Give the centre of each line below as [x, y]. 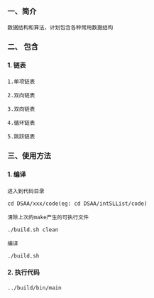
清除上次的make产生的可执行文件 [48, 217]
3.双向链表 [21, 109]
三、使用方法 [29, 156]
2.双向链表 [21, 96]
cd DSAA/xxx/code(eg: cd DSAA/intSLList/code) [77, 204]
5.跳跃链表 [21, 137]
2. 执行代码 [24, 272]
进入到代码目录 [26, 191]
